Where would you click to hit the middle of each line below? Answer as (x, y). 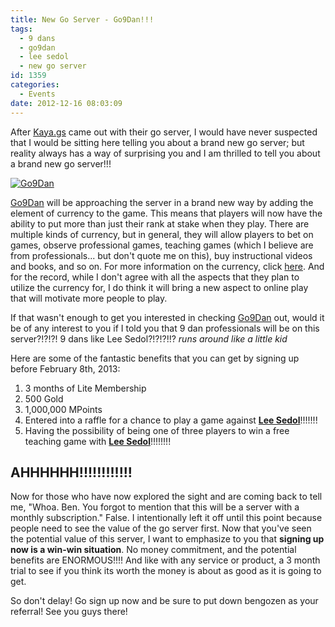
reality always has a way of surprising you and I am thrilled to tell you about (165, 153)
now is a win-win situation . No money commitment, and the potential (153, 550)
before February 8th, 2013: (65, 368)
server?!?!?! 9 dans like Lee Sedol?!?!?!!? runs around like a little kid (149, 338)
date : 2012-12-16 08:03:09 (66, 103)
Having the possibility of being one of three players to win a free (157, 430)
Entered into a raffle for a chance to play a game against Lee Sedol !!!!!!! (171, 420)
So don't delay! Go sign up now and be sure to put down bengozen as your (164, 601)
